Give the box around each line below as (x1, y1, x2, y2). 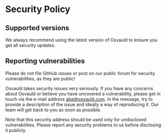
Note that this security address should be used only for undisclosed (5, 116, 147, 122)
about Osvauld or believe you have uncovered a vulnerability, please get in (5, 91, 161, 97)
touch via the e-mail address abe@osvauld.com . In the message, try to (5, 96, 153, 102)
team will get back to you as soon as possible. (5, 107, 101, 113)
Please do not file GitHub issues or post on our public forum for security (5, 70, 155, 76)
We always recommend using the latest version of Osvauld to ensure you (5, 37, 158, 43)
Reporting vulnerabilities (5, 57, 85, 65)
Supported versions (5, 24, 69, 32)
